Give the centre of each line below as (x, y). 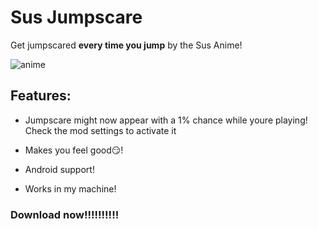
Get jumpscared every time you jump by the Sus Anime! (126, 45)
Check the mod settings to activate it (100, 130)
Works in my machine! (70, 188)
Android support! (59, 169)
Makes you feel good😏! (74, 150)
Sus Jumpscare (76, 17)
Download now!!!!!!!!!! (65, 214)
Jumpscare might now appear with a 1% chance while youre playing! (166, 120)
